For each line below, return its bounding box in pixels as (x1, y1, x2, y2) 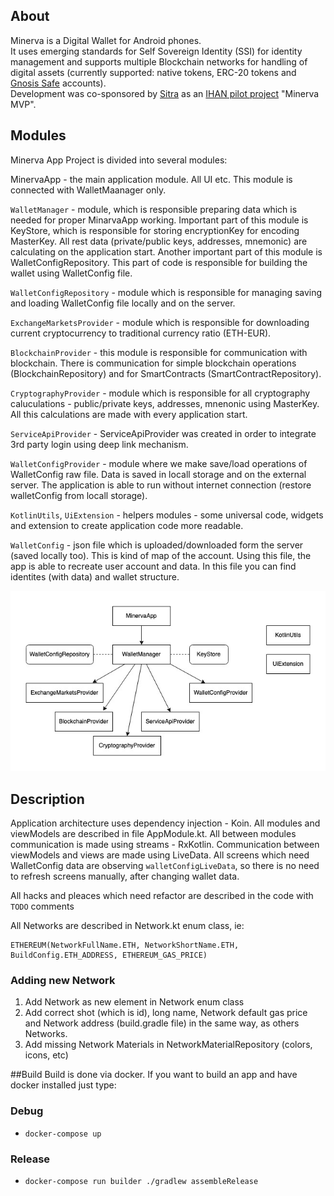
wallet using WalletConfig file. (10, 267, 133, 279)
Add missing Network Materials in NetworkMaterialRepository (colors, (24, 1039, 313, 1051)
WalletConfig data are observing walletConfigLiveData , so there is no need (10, 859, 320, 871)
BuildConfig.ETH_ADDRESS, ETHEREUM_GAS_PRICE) (10, 950, 208, 960)
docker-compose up (24, 1129, 102, 1139)
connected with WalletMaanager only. (10, 184, 167, 196)
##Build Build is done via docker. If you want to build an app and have (10, 1069, 298, 1081)
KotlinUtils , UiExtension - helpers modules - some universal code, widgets (10, 509, 324, 521)
